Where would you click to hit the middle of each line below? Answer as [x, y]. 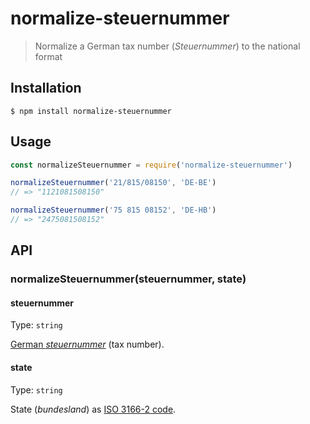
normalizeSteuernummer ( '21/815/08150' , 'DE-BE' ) [113, 183]
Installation [46, 88]
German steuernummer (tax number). [87, 344]
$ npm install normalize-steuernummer [91, 111]
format [48, 56]
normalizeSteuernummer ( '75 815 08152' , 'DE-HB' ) [113, 210]
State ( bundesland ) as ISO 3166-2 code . [93, 409]
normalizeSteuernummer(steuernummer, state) [128, 279]
